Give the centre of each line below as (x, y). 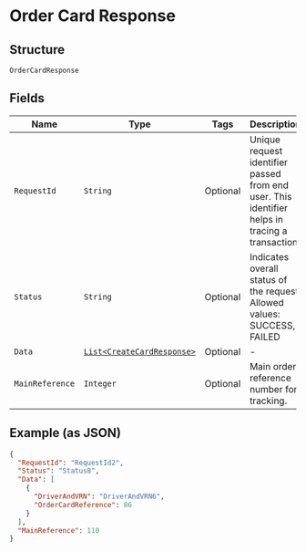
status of (268, 279)
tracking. (268, 401)
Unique (265, 140)
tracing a (268, 231)
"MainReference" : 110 (59, 530)
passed (265, 173)
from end (269, 185)
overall (264, 268)
